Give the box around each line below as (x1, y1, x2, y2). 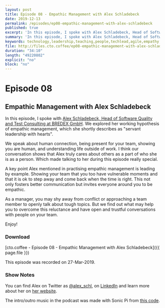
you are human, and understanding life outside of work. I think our (5, 146, 139, 152)
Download (5, 233, 30, 240)
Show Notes (5, 272, 35, 279)
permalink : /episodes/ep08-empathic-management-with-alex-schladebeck (5, 21, 153, 26)
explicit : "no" (5, 57, 36, 62)
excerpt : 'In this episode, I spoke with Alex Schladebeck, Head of (5, 30, 148, 35)
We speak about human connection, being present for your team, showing (5, 141, 156, 147)
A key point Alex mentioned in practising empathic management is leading (5, 166, 155, 172)
